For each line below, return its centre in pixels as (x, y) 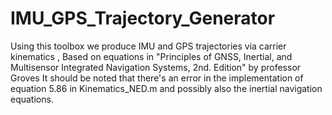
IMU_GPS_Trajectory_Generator (143, 18)
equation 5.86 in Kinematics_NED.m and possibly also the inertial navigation (166, 88)
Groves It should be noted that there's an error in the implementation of (157, 78)
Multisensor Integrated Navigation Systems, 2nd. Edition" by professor (156, 67)
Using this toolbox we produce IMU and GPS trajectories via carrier (148, 46)
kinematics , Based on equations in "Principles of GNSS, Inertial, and (151, 56)
